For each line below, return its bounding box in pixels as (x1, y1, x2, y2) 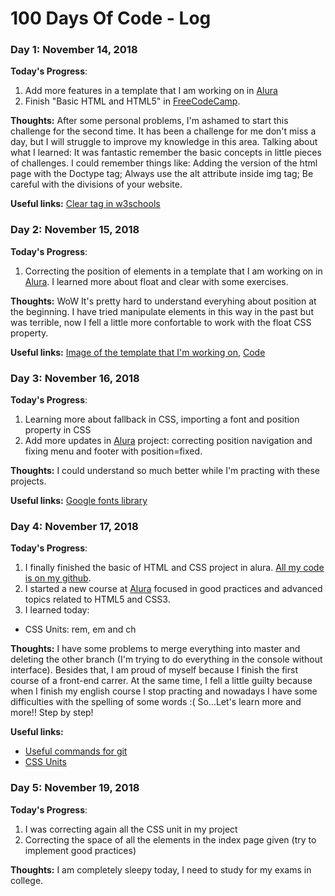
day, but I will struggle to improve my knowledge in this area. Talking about (10, 136, 318, 148)
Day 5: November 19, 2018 (10, 781, 140, 795)
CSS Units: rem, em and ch (24, 623, 137, 636)
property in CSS (24, 424, 92, 436)
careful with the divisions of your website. (10, 178, 183, 191)
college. (10, 874, 44, 886)
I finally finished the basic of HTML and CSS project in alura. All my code (24, 562, 325, 574)
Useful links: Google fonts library (10, 495, 148, 507)
